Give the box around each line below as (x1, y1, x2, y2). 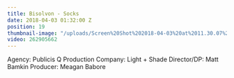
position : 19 (7, 23, 45, 30)
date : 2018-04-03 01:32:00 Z (7, 17, 92, 24)
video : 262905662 (7, 36, 58, 43)
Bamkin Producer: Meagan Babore (7, 63, 106, 71)
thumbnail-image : (7, 29, 58, 37)
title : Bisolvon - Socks (7, 10, 79, 17)
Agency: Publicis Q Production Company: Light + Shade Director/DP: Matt (7, 55, 219, 63)
